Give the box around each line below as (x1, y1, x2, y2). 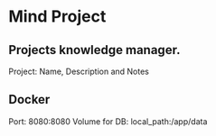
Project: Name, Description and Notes (8, 66, 150, 77)
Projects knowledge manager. (8, 42, 181, 58)
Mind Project (8, 6, 107, 27)
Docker (8, 92, 51, 107)
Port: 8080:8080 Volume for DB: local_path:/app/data (8, 115, 208, 127)
